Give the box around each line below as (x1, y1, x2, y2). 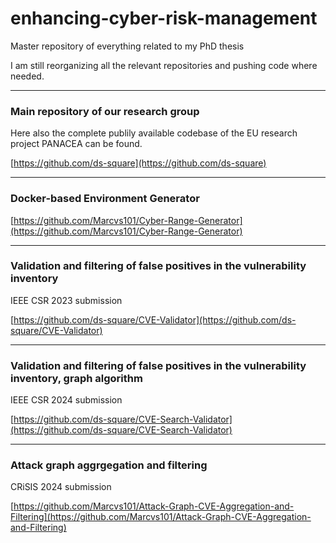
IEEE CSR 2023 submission (10, 294, 123, 306)
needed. (10, 70, 45, 82)
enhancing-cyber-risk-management (10, 7, 318, 30)
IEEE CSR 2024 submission (10, 394, 123, 406)
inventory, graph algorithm (10, 371, 143, 385)
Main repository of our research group (10, 104, 200, 118)
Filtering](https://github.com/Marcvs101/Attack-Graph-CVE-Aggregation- (10, 511, 312, 523)
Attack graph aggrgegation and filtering (10, 458, 208, 472)
